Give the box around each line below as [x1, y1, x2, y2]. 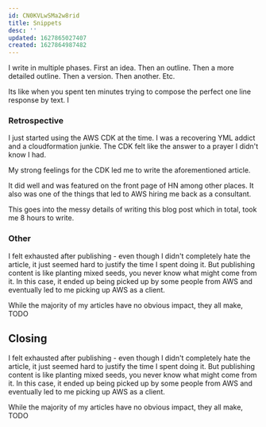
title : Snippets [8, 19, 62, 27]
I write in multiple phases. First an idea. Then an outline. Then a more [8, 63, 234, 72]
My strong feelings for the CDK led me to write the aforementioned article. [8, 165, 251, 175]
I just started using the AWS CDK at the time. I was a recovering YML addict [8, 133, 256, 143]
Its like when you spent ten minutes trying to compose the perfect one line [8, 87, 252, 96]
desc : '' [8, 26, 37, 34]
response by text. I [8, 95, 69, 105]
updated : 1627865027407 [8, 33, 87, 42]
